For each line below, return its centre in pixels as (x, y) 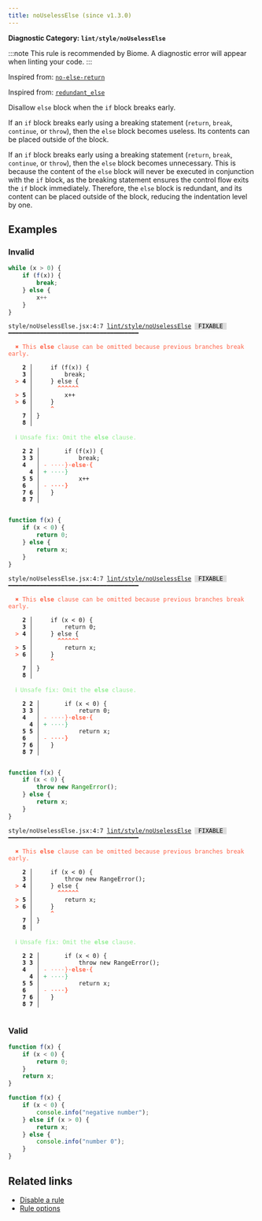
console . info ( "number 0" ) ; (81, 1142)
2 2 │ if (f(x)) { (63, 451)
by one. (20, 205)
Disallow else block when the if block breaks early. (92, 107)
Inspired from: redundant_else (57, 92)
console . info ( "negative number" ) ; (93, 1112)
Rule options (40, 1208)
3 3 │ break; (61, 458)
